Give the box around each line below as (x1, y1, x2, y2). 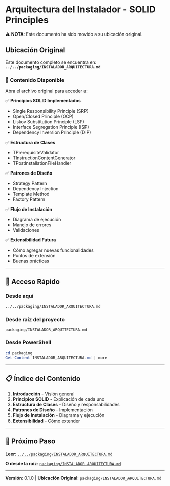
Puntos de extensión (12, 253, 56, 259)
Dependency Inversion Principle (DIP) (12, 129, 91, 135)
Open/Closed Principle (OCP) (12, 113, 74, 120)
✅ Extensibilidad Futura (5, 237, 56, 243)
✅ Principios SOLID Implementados (5, 98, 81, 104)
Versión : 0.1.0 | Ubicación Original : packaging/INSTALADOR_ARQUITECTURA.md (5, 475, 162, 481)
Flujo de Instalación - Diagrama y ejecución (12, 412, 105, 418)
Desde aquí (5, 293, 34, 300)
